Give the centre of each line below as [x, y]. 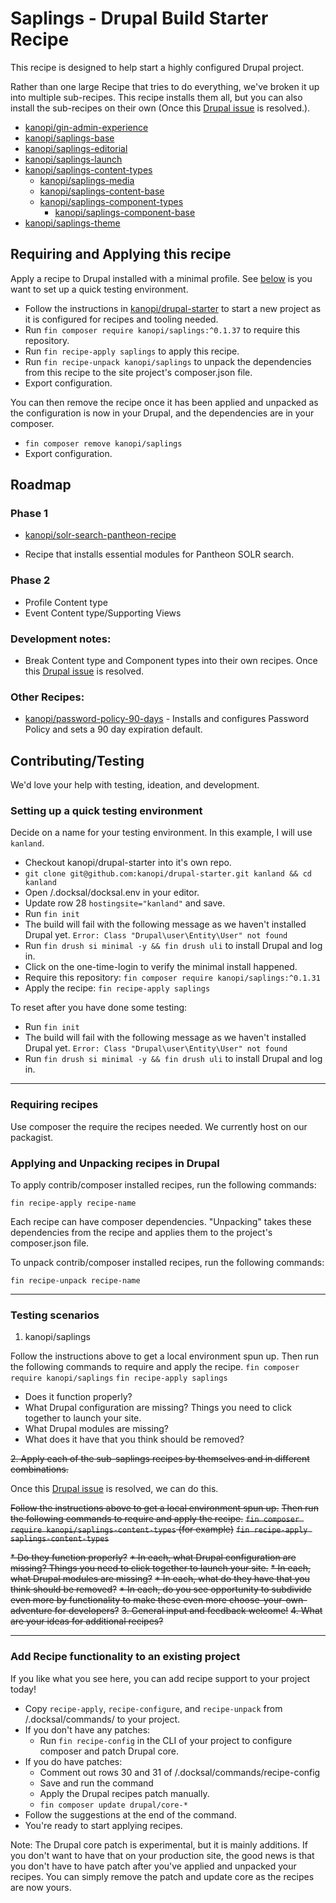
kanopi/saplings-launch [73, 159]
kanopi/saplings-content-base [102, 191]
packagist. [32, 1137]
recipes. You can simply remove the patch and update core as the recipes [162, 1876]
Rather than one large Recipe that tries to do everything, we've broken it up [165, 86]
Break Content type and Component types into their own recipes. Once [171, 661]
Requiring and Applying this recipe [121, 254]
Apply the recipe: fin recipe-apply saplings [117, 988]
